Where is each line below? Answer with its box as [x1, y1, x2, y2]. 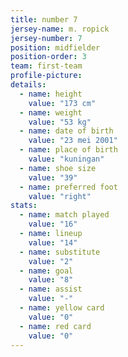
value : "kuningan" [28, 154, 105, 164]
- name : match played [19, 210, 110, 220]
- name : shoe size [19, 163, 97, 173]
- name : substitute [19, 247, 101, 257]
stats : [10, 201, 38, 211]
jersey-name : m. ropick [10, 24, 110, 34]
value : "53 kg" [28, 117, 92, 127]
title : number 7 [10, 14, 78, 25]
